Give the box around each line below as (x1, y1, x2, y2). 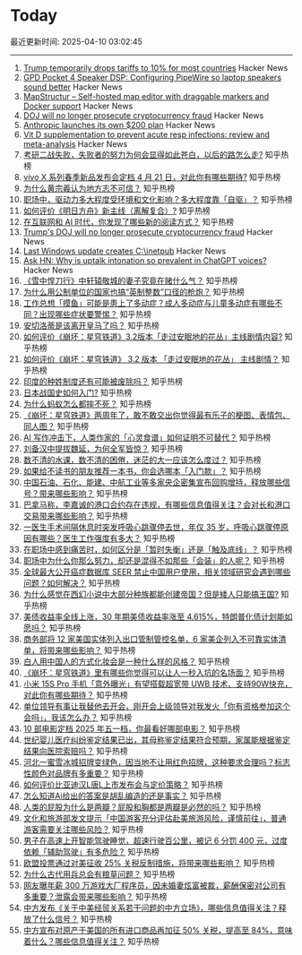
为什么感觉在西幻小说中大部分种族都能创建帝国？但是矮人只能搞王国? (22, 589, 279, 599)
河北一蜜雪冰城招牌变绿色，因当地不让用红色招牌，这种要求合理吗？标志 (22, 756, 290, 767)
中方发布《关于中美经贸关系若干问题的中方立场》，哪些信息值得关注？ (22, 902, 279, 913)
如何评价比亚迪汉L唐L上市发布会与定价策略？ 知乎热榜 (22, 779, 223, 789)
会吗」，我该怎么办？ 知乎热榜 (22, 711, 133, 722)
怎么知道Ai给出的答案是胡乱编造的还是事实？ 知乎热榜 (22, 790, 222, 801)
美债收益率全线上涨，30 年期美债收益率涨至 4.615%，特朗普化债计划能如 (22, 611, 293, 622)
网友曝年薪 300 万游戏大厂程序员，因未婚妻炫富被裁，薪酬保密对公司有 (22, 880, 286, 890)
